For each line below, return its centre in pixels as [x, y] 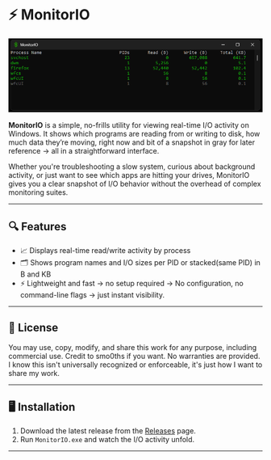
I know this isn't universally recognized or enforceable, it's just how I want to [135, 365]
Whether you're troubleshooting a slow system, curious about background [132, 167]
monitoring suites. [38, 192]
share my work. [34, 373]
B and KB [35, 274]
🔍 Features [38, 226]
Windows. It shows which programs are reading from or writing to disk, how [134, 134]
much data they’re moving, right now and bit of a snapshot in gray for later [132, 142]
